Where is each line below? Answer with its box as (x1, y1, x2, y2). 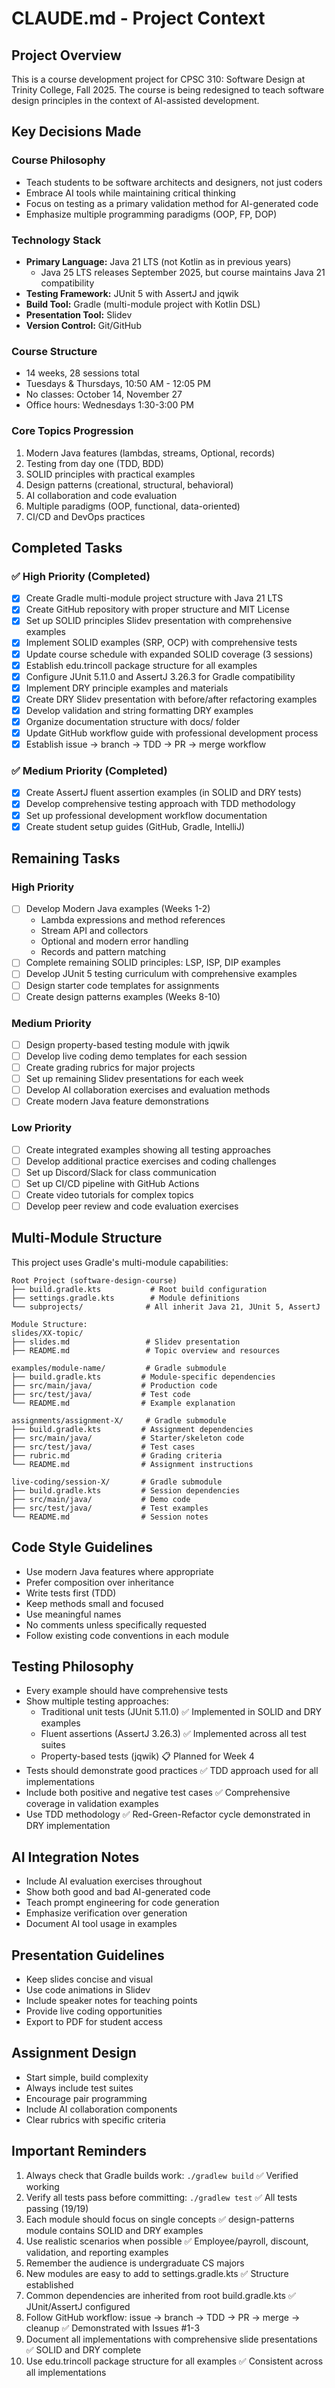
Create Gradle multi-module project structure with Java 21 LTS (25, 592, 284, 604)
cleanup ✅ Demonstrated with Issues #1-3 (25, 2322, 201, 2334)
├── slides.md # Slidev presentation (11, 1337, 241, 1347)
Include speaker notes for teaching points (25, 1995, 198, 2007)
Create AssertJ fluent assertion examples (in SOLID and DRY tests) (25, 787, 302, 799)
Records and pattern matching (40, 946, 167, 958)
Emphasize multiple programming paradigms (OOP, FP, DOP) (25, 208, 278, 220)
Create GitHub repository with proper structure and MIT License (25, 603, 290, 616)
